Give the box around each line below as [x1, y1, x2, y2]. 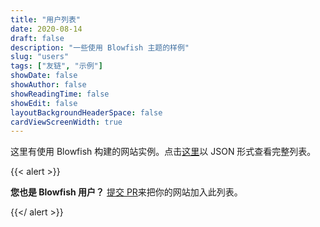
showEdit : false [10, 98, 78, 108]
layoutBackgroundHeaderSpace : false [10, 107, 163, 118]
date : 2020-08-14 [10, 24, 83, 34]
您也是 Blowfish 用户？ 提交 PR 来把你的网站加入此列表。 [10, 186, 243, 198]
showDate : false [10, 71, 78, 81]
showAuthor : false [10, 80, 87, 90]
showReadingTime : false [10, 89, 110, 99]
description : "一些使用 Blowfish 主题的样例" [10, 42, 190, 53]
